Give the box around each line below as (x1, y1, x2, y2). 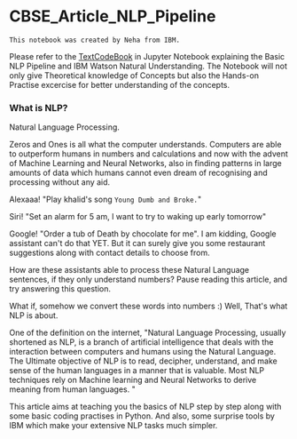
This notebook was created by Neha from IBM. (9, 36, 180, 44)
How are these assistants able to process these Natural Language (9, 265, 250, 275)
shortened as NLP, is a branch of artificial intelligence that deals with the (9, 337, 274, 347)
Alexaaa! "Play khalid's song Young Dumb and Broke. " (9, 194, 202, 205)
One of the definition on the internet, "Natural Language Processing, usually (9, 327, 286, 339)
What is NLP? (9, 101, 68, 114)
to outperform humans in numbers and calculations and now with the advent (9, 148, 288, 159)
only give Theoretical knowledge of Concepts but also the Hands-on (9, 69, 260, 81)
